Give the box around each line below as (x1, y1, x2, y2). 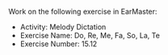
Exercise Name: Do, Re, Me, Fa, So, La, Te (19, 31, 160, 40)
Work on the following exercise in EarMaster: (8, 7, 157, 16)
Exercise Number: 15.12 (19, 39, 98, 49)
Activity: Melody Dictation (19, 22, 107, 31)
